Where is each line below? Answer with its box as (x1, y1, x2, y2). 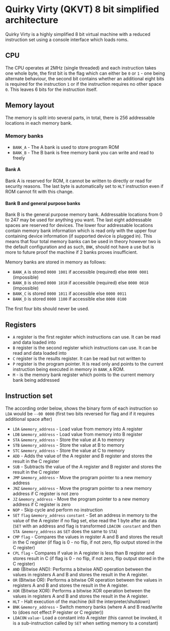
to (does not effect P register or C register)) (12, 609, 104, 615)
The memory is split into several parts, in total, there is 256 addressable (5, 114, 155, 120)
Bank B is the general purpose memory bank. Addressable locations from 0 (5, 212, 163, 218)
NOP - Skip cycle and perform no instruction (12, 507, 103, 513)
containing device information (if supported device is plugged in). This (5, 233, 152, 239)
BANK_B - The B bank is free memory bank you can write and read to (12, 149, 154, 155)
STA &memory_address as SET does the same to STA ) (12, 528, 118, 534)
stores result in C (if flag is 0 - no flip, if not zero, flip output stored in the (12, 555, 165, 561)
